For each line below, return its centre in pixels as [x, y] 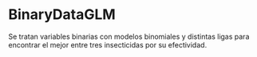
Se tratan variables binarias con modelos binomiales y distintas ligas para [129, 36]
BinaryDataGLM [62, 15]
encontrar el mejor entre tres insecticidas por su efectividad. [108, 44]
